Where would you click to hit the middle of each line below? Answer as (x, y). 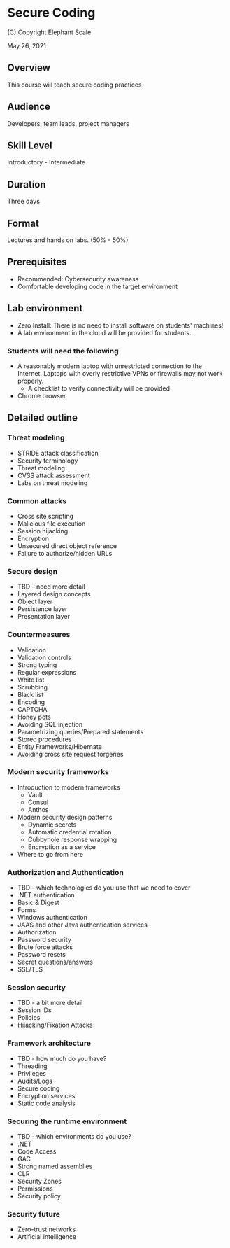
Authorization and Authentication (65, 872)
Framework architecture (49, 1043)
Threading (32, 1066)
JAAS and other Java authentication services (82, 925)
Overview (29, 68)
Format (23, 223)
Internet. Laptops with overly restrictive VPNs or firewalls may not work (120, 373)
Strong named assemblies (55, 1166)
